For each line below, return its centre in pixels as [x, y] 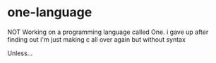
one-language [50, 12]
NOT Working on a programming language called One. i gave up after [108, 32]
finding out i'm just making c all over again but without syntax [96, 39]
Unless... [20, 53]
